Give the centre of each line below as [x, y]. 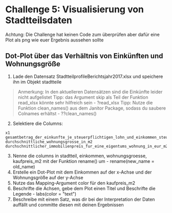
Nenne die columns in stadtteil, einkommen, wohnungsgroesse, [80, 156]
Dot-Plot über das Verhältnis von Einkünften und [84, 56]
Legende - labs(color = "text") [45, 194]
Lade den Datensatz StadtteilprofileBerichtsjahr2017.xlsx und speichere [88, 76]
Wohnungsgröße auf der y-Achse [48, 177]
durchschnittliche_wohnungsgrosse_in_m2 [49, 142]
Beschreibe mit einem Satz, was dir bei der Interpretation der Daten [84, 199]
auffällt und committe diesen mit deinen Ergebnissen [68, 205]
